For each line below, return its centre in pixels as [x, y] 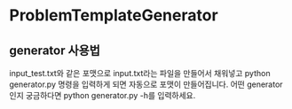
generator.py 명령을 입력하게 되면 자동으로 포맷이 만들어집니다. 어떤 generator [146, 84]
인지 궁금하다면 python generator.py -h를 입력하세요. [103, 95]
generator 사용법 [55, 50]
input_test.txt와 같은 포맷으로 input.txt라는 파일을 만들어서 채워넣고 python [140, 73]
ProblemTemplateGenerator [114, 16]
